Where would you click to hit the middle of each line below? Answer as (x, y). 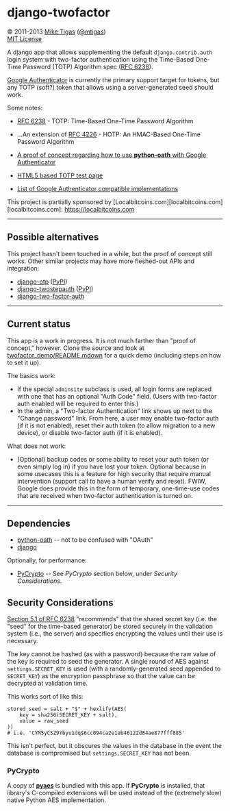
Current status (39, 324)
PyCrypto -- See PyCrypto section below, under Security (97, 574)
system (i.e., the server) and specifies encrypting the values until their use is (115, 634)
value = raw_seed (44, 721)
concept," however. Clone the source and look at (76, 348)
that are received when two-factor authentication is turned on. (105, 495)
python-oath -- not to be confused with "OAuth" (85, 540)
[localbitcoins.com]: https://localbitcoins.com (71, 209)
